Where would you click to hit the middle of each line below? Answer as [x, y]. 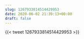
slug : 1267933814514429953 [32, 9]
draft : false [18, 18]
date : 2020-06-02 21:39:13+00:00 [39, 14]
